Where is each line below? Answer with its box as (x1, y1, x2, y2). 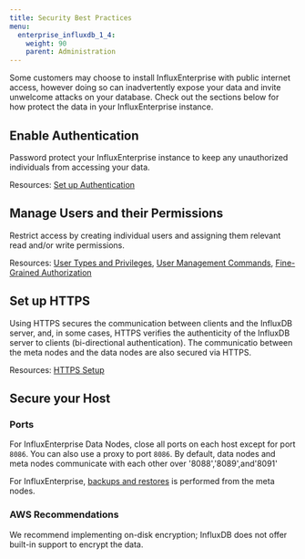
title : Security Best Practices (9, 13, 132, 23)
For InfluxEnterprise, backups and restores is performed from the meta (9, 476, 275, 487)
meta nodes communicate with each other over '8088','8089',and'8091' (9, 458, 278, 470)
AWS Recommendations (9, 508, 119, 521)
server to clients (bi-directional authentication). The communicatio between (9, 336, 293, 347)
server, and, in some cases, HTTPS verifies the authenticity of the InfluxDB (9, 327, 290, 338)
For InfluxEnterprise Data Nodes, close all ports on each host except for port (9, 439, 296, 450)
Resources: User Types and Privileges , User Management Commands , (9, 257, 274, 268)
